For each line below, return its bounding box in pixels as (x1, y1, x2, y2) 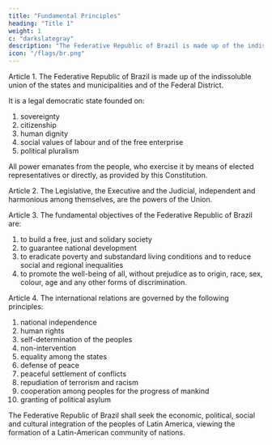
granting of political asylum (19, 395, 112, 405)
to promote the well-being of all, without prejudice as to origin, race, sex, (19, 269, 263, 278)
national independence (19, 317, 97, 327)
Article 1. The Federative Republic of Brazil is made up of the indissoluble (8, 72, 252, 81)
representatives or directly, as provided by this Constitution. (8, 171, 208, 180)
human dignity (19, 129, 69, 138)
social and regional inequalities (19, 261, 124, 269)
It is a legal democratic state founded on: (8, 96, 145, 105)
